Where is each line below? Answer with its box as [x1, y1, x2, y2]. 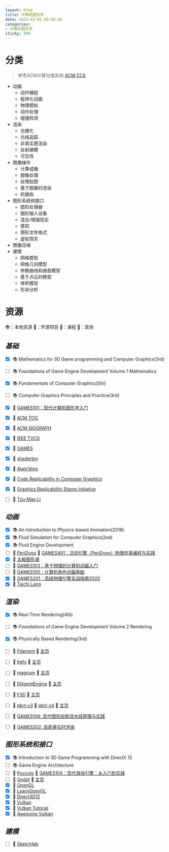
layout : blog [5, 7, 33, 13]
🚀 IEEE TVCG [12, 435, 40, 441]
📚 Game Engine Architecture [12, 762, 74, 768]
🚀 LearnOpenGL [12, 787, 47, 794]
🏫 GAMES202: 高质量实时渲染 [12, 724, 75, 730]
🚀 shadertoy [12, 455, 39, 462]
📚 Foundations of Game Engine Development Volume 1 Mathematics [12, 368, 157, 374]
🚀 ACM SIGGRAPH [12, 425, 52, 431]
